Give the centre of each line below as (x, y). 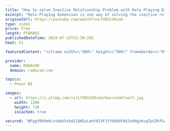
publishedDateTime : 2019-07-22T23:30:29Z (50, 38)
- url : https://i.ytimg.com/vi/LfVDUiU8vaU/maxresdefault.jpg (77, 98)
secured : (14, 121)
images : (13, 93)
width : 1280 (27, 102)
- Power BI (21, 84)
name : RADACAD (25, 65)
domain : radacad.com (31, 70)
